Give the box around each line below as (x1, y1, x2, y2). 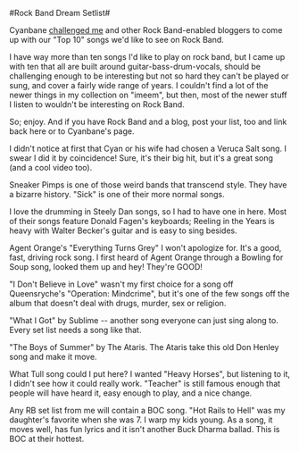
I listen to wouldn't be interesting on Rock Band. (9, 99, 185, 110)
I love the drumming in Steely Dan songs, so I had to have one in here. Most (9, 206, 287, 217)
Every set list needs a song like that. (9, 325, 142, 335)
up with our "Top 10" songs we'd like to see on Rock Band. (9, 35, 225, 45)
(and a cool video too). (9, 163, 93, 172)
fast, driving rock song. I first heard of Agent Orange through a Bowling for (9, 252, 284, 263)
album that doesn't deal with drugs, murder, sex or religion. (9, 298, 227, 308)
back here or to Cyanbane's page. (9, 126, 135, 137)
